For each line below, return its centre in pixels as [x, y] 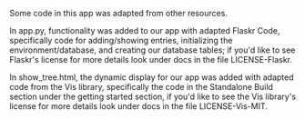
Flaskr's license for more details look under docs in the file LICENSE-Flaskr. [151, 59]
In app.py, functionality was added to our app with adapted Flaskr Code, [145, 30]
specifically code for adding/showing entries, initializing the [121, 40]
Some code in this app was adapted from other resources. [118, 13]
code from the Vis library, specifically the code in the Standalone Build [141, 87]
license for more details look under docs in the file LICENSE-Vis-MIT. [139, 106]
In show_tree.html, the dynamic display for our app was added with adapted [152, 77]
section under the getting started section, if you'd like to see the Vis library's [153, 96]
